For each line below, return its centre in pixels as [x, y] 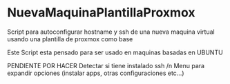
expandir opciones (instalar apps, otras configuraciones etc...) [96, 73]
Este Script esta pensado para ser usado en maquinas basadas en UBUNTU [115, 52]
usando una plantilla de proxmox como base [70, 39]
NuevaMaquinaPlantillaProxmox [101, 13]
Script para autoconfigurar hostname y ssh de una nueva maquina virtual [111, 32]
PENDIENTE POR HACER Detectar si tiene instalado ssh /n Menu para [106, 65]
